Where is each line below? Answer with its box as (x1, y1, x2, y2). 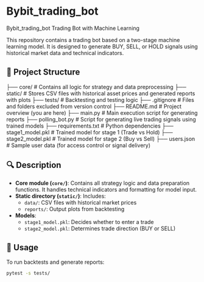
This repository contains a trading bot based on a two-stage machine (6, 36, 180, 43)
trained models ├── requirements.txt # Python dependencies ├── (6, 122, 174, 129)
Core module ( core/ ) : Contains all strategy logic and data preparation (15, 179, 190, 187)
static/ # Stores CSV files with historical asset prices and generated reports (6, 90, 195, 97)
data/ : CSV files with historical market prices (24, 198, 137, 206)
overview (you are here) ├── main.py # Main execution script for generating (6, 109, 198, 117)
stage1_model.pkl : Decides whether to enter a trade (24, 218, 154, 225)
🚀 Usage (6, 242, 38, 253)
